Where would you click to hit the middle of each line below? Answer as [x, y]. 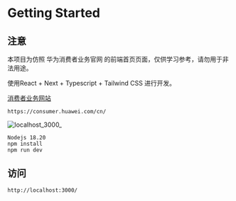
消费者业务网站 [29, 98]
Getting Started [54, 13]
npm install [25, 144]
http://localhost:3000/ [43, 190]
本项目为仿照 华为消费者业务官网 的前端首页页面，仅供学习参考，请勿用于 [115, 59]
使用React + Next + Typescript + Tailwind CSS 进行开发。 [92, 83]
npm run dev [25, 150]
